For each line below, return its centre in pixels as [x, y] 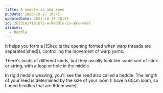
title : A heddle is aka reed [35, 9]
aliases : [14, 28]
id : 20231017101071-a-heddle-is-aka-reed [48, 23]
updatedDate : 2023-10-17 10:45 [37, 19]
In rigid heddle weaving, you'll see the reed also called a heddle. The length [81, 75]
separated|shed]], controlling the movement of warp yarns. [65, 51]
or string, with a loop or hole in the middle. [48, 66]
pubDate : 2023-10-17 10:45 [33, 14]
